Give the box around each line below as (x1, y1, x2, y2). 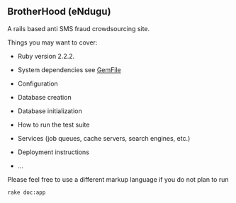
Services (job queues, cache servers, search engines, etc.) (17, 134, 191, 142)
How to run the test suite (17, 120, 90, 129)
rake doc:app (7, 189, 46, 196)
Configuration (17, 79, 58, 88)
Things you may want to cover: (7, 38, 98, 47)
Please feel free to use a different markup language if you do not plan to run (7, 175, 229, 183)
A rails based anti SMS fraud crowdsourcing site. (7, 24, 150, 33)
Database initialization (17, 106, 83, 115)
